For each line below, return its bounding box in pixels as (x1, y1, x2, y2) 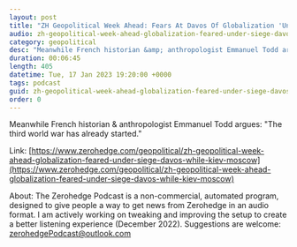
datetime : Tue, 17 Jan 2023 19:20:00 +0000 (9, 71, 172, 79)
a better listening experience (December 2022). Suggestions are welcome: (9, 219, 281, 229)
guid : (9, 86, 29, 95)
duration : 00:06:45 (9, 54, 81, 63)
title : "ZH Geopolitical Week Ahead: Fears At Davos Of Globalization (9, 21, 275, 30)
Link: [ (9, 146, 33, 156)
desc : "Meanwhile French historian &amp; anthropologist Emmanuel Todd (9, 46, 278, 55)
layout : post (9, 12, 57, 22)
